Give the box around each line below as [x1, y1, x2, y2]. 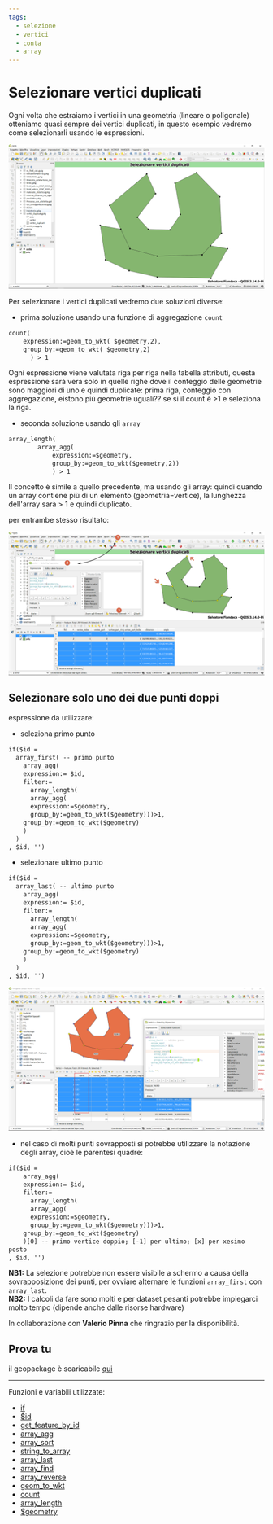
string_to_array [19, 1446, 71, 1456]
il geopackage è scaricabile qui [8, 1364, 113, 1373]
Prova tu [8, 1342, 52, 1355]
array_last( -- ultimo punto [15, 882, 115, 891]
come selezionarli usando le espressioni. [8, 128, 145, 138]
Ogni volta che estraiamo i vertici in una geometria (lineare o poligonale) [8, 111, 250, 120]
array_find [19, 1464, 54, 1474]
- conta [15, 39, 42, 47]
